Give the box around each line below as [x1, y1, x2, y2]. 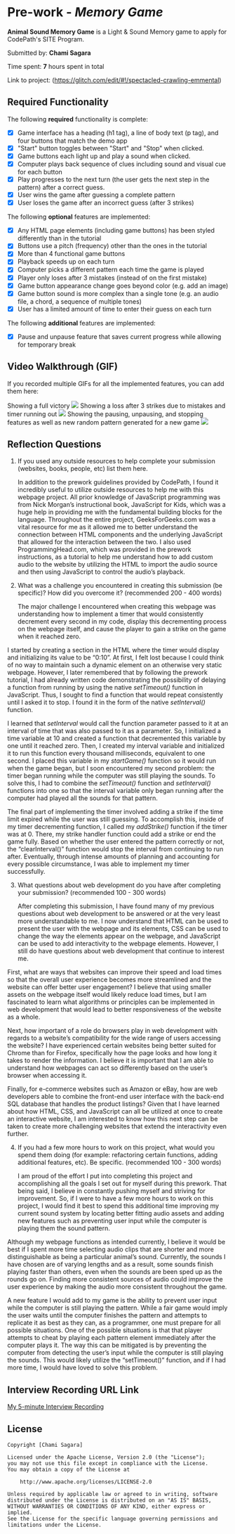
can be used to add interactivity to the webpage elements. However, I [17, 939, 219, 948]
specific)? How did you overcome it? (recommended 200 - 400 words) [17, 588, 222, 598]
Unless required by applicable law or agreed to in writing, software [7, 1491, 218, 1498]
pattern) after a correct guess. [17, 183, 105, 192]
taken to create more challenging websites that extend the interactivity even [7, 1122, 227, 1130]
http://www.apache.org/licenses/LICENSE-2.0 [20, 1478, 152, 1485]
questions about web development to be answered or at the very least [17, 910, 221, 918]
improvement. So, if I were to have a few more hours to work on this [17, 1194, 214, 1203]
